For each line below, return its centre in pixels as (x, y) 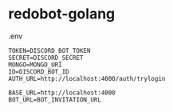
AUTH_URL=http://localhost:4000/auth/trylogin (87, 78)
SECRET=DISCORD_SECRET (46, 58)
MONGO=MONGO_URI (35, 65)
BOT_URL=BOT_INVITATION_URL (55, 100)
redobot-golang (62, 14)
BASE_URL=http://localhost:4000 (62, 93)
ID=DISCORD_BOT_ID (39, 72)
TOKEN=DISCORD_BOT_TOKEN (49, 50)
